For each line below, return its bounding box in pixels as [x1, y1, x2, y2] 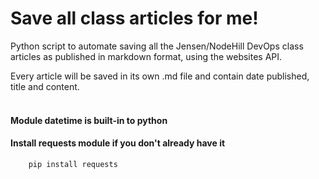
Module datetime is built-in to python [10, 114, 168, 126]
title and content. [10, 80, 80, 92]
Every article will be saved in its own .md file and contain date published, [10, 70, 310, 82]
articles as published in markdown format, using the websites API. [10, 50, 283, 62]
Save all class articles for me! [10, 7, 259, 30]
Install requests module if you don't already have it [10, 137, 226, 149]
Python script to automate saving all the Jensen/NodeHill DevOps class [10, 40, 304, 52]
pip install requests [28, 159, 118, 169]
